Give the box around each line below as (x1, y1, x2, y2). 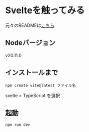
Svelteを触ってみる (5, 5, 85, 16)
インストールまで (5, 68, 58, 77)
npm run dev (5, 122, 30, 127)
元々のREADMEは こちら (5, 22, 55, 28)
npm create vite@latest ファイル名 (5, 83, 76, 88)
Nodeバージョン (5, 38, 56, 47)
